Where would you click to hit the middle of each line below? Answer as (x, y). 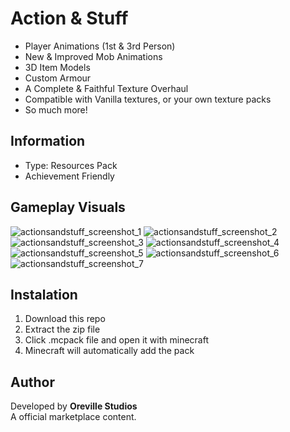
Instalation (44, 294)
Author (32, 382)
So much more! (56, 109)
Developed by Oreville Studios (74, 406)
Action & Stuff (69, 18)
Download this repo (65, 319)
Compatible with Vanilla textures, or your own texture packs (148, 99)
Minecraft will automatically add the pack (109, 351)
